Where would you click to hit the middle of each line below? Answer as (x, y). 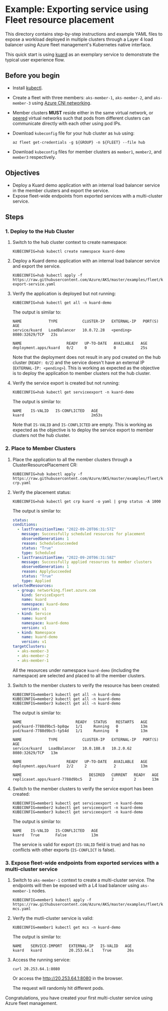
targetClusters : (29, 647)
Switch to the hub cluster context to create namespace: (70, 242)
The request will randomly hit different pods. (58, 988)
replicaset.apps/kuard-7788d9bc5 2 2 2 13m (86, 779)
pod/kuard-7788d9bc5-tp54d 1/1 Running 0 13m (80, 731)
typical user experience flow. (35, 59)
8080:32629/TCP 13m (35, 753)
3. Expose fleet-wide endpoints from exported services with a (82, 863)
